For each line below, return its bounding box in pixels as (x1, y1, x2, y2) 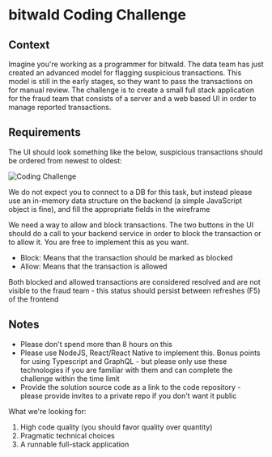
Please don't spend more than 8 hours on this (19, 339, 172, 349)
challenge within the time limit (19, 374, 120, 383)
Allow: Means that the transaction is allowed (19, 261, 168, 271)
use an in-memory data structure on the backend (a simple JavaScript (8, 196, 243, 205)
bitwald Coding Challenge (8, 6, 186, 24)
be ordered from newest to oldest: (8, 155, 123, 165)
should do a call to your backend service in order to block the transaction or (8, 228, 261, 238)
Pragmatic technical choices (19, 430, 115, 440)
